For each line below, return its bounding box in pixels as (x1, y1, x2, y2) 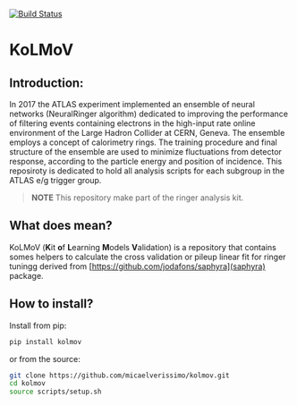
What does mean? (9, 218, 113, 233)
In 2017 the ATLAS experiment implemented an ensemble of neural (9, 99, 255, 109)
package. (9, 270, 44, 281)
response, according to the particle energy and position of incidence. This (9, 156, 283, 166)
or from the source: (9, 353, 81, 364)
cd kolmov (9, 379, 47, 388)
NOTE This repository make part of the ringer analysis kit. (30, 192, 244, 203)
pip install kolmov (9, 337, 82, 346)
